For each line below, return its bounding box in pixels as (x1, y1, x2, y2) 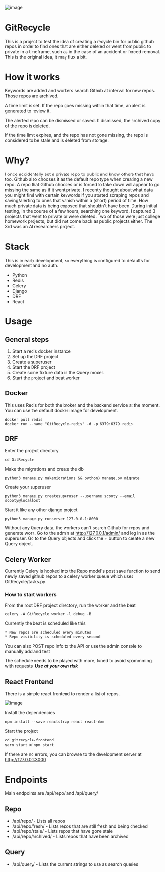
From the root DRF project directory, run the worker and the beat (5, 602, 136, 608)
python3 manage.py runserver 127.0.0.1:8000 (5, 517, 98, 522)
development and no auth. (5, 262, 59, 268)
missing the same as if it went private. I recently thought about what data (5, 187, 153, 193)
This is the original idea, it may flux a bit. (5, 54, 87, 60)
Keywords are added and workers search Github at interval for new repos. (5, 87, 155, 93)
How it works (5, 72, 60, 83)
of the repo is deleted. (5, 123, 50, 129)
